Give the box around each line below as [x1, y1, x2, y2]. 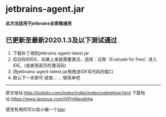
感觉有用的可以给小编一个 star [5, 106, 66, 112]
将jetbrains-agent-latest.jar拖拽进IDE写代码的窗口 [12, 68, 114, 74]
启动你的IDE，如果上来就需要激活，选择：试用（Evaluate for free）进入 [12, 56, 157, 62]
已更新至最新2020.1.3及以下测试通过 [5, 36, 117, 45]
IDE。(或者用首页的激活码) [12, 62, 66, 68]
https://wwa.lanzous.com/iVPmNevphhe [11, 96, 93, 102]
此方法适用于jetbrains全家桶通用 [5, 20, 72, 26]
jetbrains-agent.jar [5, 3, 85, 15]
